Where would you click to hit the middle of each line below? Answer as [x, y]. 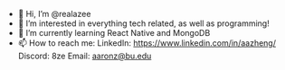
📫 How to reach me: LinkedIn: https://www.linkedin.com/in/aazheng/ [147, 43]
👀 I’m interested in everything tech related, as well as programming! [143, 23]
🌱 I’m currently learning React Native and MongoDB [114, 33]
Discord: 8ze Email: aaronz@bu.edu [85, 56]
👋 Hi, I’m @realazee [54, 14]
